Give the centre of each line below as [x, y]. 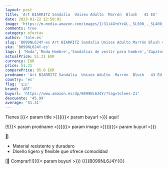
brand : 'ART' [19, 89]
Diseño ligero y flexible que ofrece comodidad [60, 151]
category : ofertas [24, 33]
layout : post [19, 10]
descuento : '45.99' [25, 98]
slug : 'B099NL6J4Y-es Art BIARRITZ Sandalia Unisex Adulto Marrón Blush [82, 42]
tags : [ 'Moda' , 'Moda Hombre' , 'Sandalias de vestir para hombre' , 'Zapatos [85, 51]
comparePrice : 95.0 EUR [30, 70]
